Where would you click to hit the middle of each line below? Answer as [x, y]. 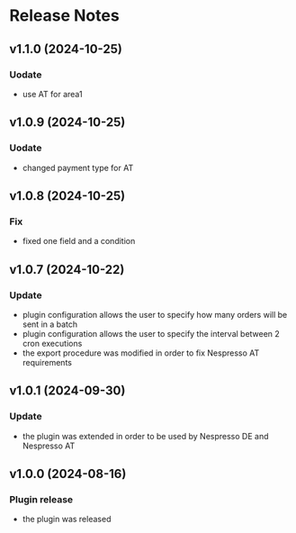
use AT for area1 [52, 94]
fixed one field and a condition [79, 241]
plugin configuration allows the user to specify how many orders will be [155, 314]
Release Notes [64, 16]
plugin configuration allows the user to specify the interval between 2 [151, 333]
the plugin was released [67, 519]
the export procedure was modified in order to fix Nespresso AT [141, 353]
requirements [47, 362]
